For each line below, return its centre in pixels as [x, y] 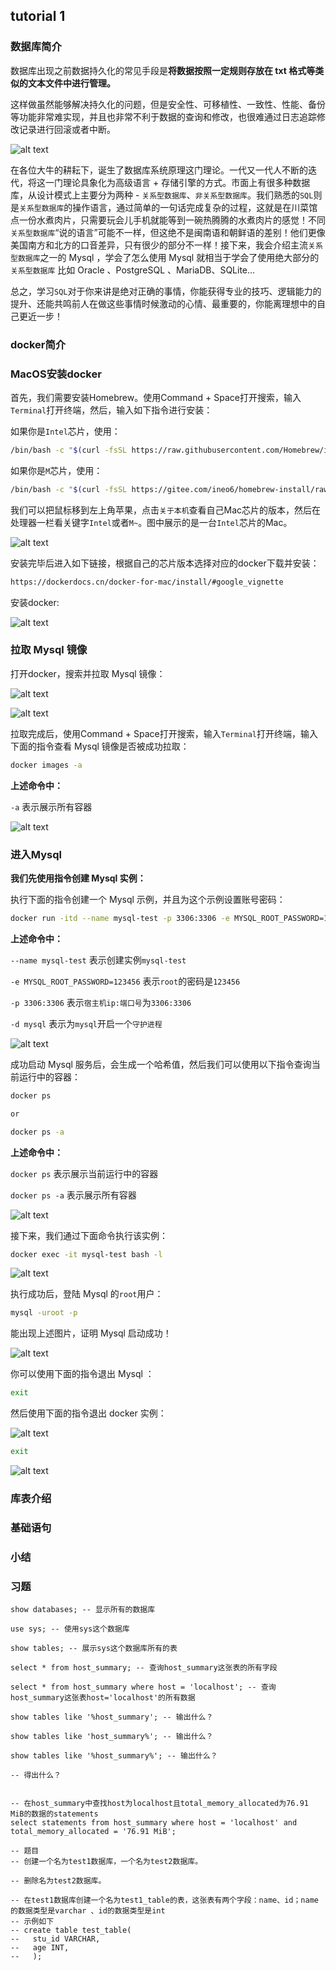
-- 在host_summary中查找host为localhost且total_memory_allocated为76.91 [159, 1804]
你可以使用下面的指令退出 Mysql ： [82, 1374]
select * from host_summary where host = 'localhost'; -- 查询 [143, 1687]
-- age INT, [40, 1948]
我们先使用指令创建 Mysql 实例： [78, 878]
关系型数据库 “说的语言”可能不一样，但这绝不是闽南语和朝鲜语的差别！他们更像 [168, 232]
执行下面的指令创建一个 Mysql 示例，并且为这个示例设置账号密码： [148, 899]
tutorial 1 [38, 16]
